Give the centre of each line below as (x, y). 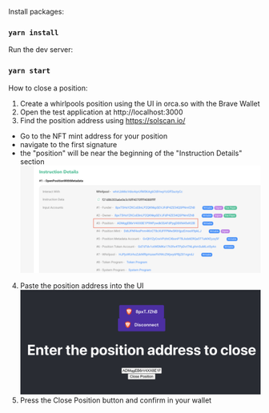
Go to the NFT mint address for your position (94, 136)
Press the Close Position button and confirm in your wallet (116, 400)
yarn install (34, 32)
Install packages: (36, 12)
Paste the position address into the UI (82, 286)
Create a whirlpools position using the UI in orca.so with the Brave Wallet (140, 103)
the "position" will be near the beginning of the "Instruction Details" (131, 153)
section (32, 161)
